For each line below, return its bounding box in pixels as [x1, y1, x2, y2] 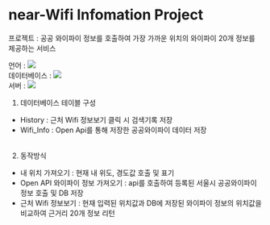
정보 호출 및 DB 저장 [19, 188, 84, 198]
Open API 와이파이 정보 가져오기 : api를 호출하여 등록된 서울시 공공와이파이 [19, 177, 257, 187]
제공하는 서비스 [8, 43, 56, 53]
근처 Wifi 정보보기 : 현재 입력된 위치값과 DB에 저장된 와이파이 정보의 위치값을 [19, 198, 262, 207]
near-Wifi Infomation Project [8, 6, 204, 24]
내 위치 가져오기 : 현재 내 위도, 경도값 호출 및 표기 [19, 168, 175, 177]
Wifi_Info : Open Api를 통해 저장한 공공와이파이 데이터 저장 [19, 125, 207, 135]
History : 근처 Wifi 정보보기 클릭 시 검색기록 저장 [19, 115, 173, 124]
